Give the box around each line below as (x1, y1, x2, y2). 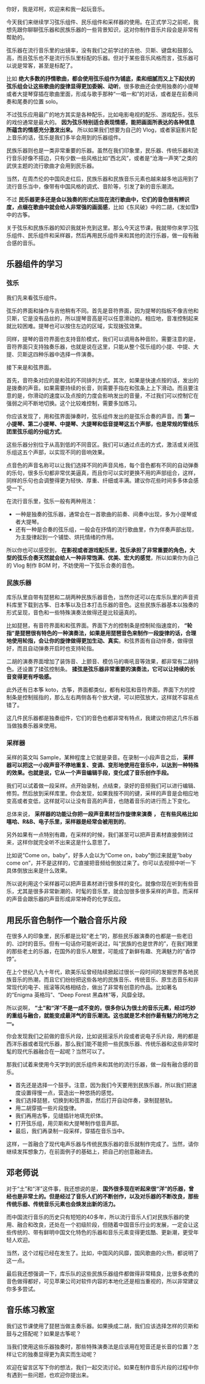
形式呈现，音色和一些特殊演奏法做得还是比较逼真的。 (6, 608, 140, 616)
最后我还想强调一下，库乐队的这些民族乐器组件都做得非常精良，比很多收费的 (6, 1270, 199, 1277)
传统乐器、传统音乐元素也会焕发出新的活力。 (6, 1200, 119, 1207)
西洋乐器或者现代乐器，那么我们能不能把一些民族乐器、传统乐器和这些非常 (6, 1040, 193, 1047)
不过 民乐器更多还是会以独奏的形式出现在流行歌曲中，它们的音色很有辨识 (6, 196, 190, 203)
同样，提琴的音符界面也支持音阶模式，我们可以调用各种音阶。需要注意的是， (6, 335, 199, 343)
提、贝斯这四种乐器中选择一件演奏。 (6, 351, 98, 358)
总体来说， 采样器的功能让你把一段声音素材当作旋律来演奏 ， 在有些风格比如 (6, 810, 198, 818)
